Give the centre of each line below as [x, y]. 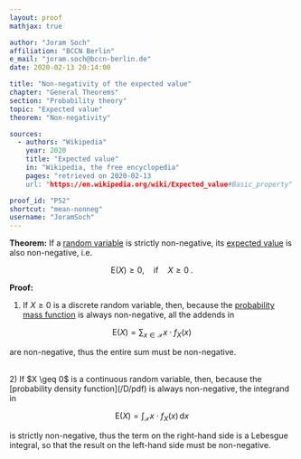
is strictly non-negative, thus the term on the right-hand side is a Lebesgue [149, 436]
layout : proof [36, 18]
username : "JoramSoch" [52, 218]
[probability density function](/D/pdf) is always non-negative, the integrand [150, 389]
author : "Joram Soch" [50, 42]
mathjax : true [36, 26]
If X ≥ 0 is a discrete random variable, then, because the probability [149, 305]
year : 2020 [46, 151]
